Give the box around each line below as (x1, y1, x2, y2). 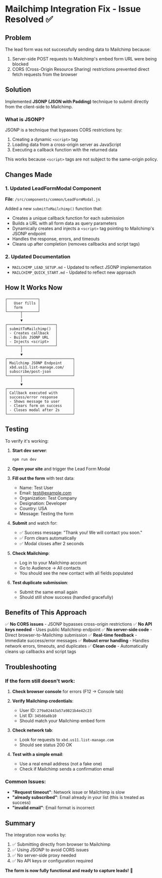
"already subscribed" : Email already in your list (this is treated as (12, 795, 145, 800)
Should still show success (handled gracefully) (19, 594, 114, 600)
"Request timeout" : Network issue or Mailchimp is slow (12, 789, 125, 795)
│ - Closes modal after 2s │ (5, 408, 76, 412)
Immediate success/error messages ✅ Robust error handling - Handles (5, 638, 150, 644)
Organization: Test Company (19, 495, 77, 501)
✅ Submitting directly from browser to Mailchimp (12, 841, 111, 847)
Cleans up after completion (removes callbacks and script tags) (12, 241, 140, 247)
